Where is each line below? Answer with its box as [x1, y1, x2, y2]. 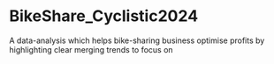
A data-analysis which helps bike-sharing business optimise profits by [9, 35, 265, 46]
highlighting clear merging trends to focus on [9, 44, 174, 54]
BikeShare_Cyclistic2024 [9, 6, 199, 26]
